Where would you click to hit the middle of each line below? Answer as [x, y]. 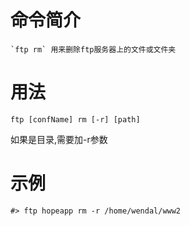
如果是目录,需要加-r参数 [59, 139]
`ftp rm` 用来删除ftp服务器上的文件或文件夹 [93, 49]
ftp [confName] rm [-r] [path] [75, 119]
